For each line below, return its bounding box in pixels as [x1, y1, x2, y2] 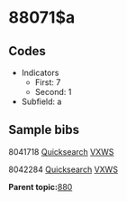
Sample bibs [8, 122, 80, 138]
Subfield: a [21, 96, 62, 107]
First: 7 [34, 77, 61, 88]
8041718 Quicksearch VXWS [8, 146, 114, 157]
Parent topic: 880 [8, 181, 73, 192]
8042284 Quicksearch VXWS [8, 164, 119, 175]
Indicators [21, 67, 59, 78]
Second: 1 [34, 87, 72, 97]
